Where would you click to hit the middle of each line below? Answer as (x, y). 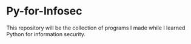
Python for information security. (46, 34)
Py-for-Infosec (45, 11)
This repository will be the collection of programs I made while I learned (96, 28)
